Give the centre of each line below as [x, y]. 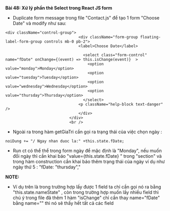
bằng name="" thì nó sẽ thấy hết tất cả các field [63, 203]
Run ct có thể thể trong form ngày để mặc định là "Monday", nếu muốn [87, 151]
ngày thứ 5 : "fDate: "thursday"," [46, 167]
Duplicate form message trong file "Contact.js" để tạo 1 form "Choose [86, 18]
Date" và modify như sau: [39, 23]
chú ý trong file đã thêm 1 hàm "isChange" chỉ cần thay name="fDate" [86, 198]
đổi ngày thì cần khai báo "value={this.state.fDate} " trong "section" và [87, 156]
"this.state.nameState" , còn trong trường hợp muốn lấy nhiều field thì [86, 192]
